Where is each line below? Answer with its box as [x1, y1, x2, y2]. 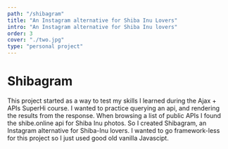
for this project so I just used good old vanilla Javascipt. [7, 134, 169, 142]
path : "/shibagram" [7, 10, 65, 18]
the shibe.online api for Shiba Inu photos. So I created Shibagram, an [7, 119, 207, 127]
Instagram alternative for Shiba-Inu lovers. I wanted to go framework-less [7, 126, 220, 134]
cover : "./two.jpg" [7, 37, 65, 44]
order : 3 [7, 30, 33, 37]
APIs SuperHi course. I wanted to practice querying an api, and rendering [7, 103, 220, 112]
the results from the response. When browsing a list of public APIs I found [7, 111, 222, 119]
